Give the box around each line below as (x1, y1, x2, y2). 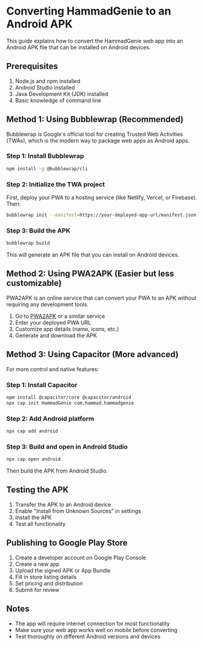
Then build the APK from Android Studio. (6, 467, 108, 474)
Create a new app (15, 560, 60, 568)
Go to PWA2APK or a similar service (15, 312, 105, 320)
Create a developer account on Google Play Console (15, 554, 147, 561)
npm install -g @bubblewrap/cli (6, 166, 88, 172)
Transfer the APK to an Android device (15, 500, 111, 508)
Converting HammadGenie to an (6, 4, 171, 18)
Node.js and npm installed (15, 77, 81, 84)
